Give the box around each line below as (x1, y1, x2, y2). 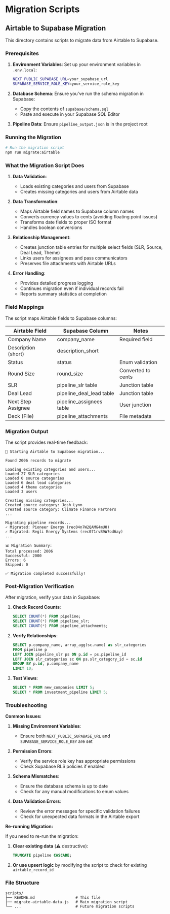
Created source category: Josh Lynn (5, 502, 82, 507)
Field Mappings (5, 304, 44, 311)
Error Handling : (12, 270, 46, 276)
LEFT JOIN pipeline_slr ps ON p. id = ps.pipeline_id (12, 651, 126, 657)
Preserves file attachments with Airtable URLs (20, 260, 116, 267)
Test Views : (12, 675, 38, 681)
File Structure (5, 879, 39, 886)
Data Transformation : (12, 199, 59, 205)
